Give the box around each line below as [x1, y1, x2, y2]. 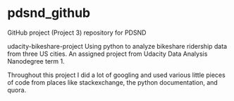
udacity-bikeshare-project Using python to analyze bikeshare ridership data [7, 42, 228, 50]
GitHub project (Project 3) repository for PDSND [7, 28, 147, 37]
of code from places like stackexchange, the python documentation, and [7, 78, 218, 86]
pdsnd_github [7, 5, 91, 21]
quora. [7, 85, 27, 94]
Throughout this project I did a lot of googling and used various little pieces [7, 71, 226, 79]
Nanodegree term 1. [7, 57, 65, 65]
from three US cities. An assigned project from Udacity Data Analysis [7, 49, 208, 58]
